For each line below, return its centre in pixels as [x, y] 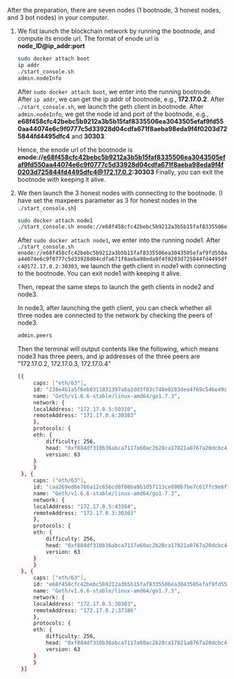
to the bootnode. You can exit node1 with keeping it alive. [99, 273]
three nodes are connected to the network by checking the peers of [115, 315]
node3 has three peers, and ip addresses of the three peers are [109, 356]
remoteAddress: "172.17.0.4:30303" [85, 416]
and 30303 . [89, 136]
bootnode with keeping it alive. [61, 179]
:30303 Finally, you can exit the [177, 172]
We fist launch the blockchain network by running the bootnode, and [116, 31]
